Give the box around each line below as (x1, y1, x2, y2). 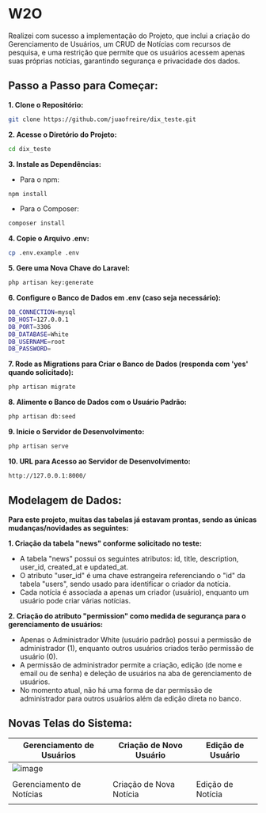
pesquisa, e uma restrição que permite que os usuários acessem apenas (8, 47, 245, 57)
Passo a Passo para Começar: (8, 79, 158, 93)
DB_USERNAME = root (8, 338, 66, 346)
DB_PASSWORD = (8, 345, 51, 353)
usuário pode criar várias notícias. (19, 596, 131, 605)
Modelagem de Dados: (8, 493, 122, 507)
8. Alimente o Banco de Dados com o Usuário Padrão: (8, 397, 188, 407)
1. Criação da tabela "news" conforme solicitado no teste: (8, 539, 202, 548)
